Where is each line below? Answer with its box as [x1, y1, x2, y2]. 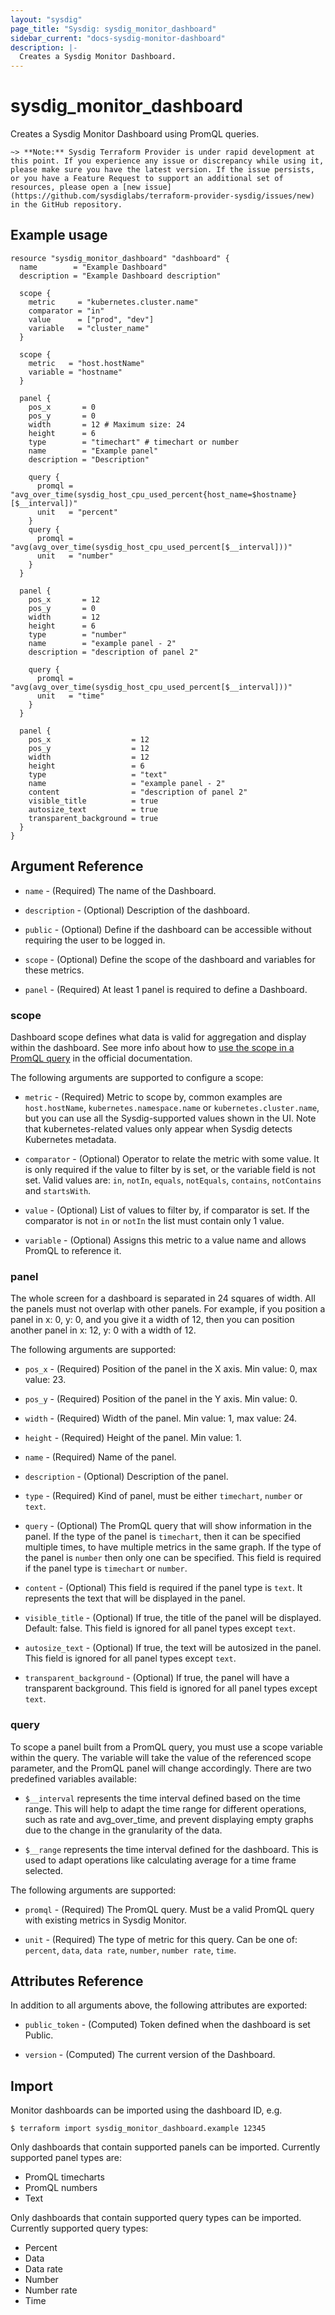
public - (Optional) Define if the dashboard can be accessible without [24, 923, 312, 935]
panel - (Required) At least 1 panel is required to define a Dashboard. [24, 983, 308, 995]
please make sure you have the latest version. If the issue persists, [10, 165, 315, 175]
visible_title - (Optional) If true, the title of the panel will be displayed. [24, 1612, 322, 1624]
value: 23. [24, 1374, 67, 1386]
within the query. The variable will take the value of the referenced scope [10, 1751, 312, 1763]
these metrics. [24, 964, 85, 976]
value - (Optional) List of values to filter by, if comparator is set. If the [24, 1204, 310, 1216]
